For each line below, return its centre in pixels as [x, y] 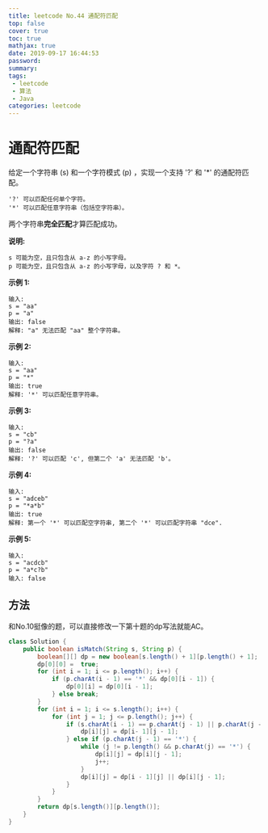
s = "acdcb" [28, 563]
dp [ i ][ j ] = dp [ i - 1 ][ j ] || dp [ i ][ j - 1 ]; [153, 776]
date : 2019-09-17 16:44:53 [54, 53]
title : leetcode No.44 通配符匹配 [63, 16]
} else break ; [75, 694]
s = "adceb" [28, 499]
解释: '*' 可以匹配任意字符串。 [55, 395]
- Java [23, 99]
